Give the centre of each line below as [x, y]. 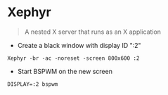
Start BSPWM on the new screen [65, 71]
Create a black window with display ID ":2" [79, 45]
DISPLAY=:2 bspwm [33, 84]
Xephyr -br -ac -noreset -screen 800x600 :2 [73, 58]
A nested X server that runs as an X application [93, 32]
